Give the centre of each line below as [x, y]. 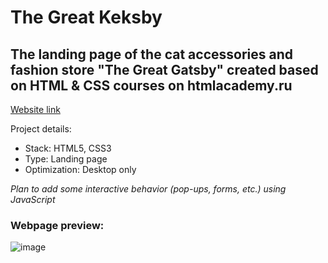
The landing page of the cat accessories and [151, 54]
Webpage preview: [57, 225]
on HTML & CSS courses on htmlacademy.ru [151, 85]
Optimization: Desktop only [80, 169]
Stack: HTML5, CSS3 [68, 148]
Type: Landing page [66, 159]
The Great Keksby [86, 17]
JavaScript [33, 199]
